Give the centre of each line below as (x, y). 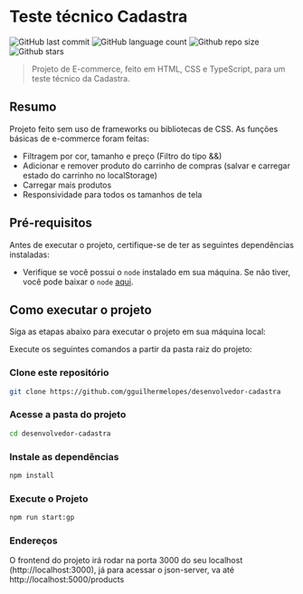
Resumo (33, 107)
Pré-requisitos (51, 223)
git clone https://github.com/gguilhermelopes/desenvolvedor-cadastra (145, 391)
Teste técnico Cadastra (99, 17)
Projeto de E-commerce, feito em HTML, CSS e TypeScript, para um (158, 69)
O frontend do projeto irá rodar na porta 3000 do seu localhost (126, 560)
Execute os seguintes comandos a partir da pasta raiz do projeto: (131, 350)
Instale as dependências (64, 456)
